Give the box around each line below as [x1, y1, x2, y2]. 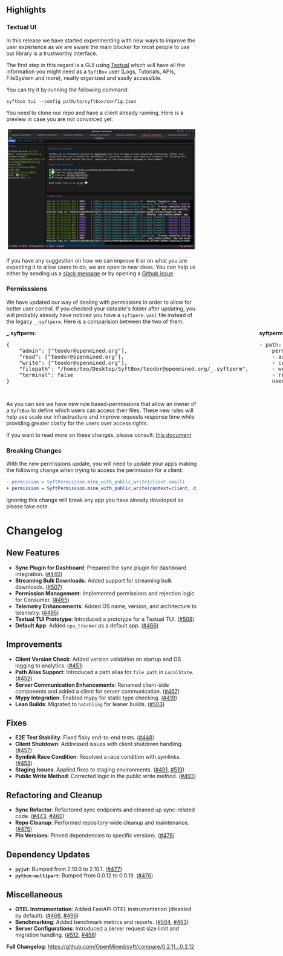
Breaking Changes [6, 446, 62, 454]
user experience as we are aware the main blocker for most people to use [6, 43, 190, 50]
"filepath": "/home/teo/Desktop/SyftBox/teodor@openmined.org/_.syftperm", [19, 365, 249, 372]
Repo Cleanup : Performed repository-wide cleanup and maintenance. [15, 819, 189, 827]
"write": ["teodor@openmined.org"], [19, 359, 128, 366]
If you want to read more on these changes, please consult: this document [6, 431, 192, 438]
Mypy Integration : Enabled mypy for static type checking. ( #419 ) [15, 694, 177, 701]
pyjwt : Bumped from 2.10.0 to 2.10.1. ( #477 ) [15, 865, 123, 873]
